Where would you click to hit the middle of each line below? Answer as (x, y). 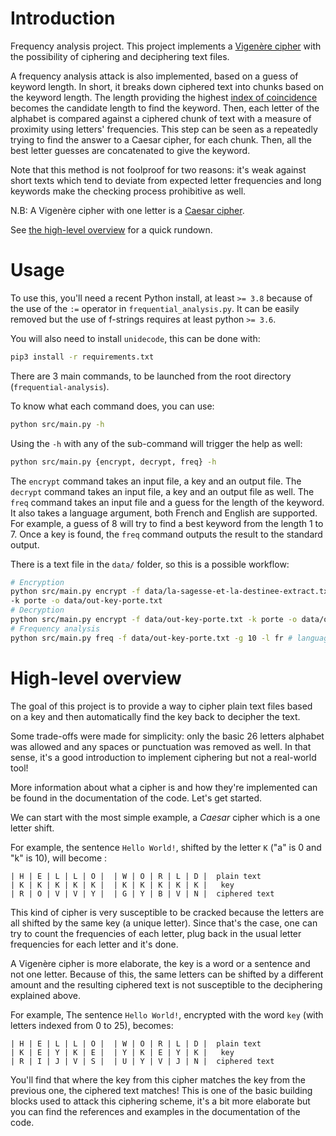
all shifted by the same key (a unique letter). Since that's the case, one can (164, 923)
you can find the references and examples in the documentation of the (155, 1111)
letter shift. (32, 828)
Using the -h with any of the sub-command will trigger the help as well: (156, 443)
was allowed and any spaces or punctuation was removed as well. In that (161, 746)
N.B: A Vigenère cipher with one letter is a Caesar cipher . (127, 210)
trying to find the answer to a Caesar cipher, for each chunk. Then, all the (161, 139)
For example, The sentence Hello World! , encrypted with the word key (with (167, 1014)
